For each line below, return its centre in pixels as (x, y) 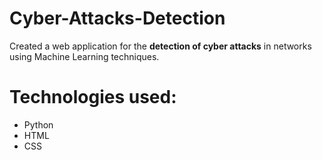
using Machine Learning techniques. (84, 56)
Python (38, 124)
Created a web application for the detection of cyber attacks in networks (160, 46)
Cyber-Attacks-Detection (117, 18)
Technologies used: (93, 97)
